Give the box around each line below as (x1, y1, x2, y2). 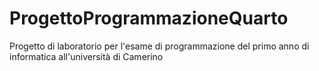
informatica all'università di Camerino (9, 50, 164, 62)
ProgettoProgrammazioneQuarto (9, 7, 289, 30)
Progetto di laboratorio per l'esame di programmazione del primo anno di (9, 40, 310, 52)
